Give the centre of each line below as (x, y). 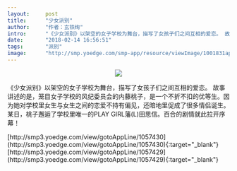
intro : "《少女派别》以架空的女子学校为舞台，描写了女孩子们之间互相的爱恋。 (115, 34)
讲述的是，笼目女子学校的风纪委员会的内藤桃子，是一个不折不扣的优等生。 (115, 96)
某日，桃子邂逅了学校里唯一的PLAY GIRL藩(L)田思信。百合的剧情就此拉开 (114, 114)
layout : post (33, 14)
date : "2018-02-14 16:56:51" (60, 40)
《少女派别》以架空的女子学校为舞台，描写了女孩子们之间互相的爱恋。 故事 (116, 87)
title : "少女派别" (40, 20)
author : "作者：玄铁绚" (45, 27)
